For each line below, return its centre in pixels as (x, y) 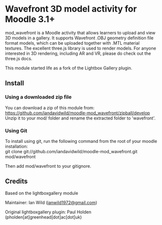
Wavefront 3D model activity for (71, 9)
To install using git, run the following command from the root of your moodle (81, 141)
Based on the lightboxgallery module (42, 193)
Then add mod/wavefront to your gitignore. (48, 166)
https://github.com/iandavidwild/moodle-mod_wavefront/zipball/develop (78, 113)
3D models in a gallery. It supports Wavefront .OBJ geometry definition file (79, 38)
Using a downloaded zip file (38, 97)
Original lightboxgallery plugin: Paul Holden (48, 212)
